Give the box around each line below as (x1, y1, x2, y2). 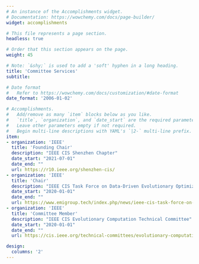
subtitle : (6, 73, 31, 80)
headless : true (6, 36, 44, 42)
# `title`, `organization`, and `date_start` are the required (6, 117, 171, 123)
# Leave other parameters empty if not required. (6, 123, 136, 128)
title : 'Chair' (11, 178, 49, 183)
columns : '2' (11, 249, 44, 255)
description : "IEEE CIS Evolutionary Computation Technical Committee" (11, 216, 192, 222)
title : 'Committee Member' (11, 211, 78, 217)
